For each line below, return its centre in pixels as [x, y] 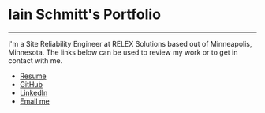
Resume [33, 76]
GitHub [31, 84]
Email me [34, 101]
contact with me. [35, 60]
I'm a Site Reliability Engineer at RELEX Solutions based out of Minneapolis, [130, 43]
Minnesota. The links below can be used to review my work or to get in [123, 52]
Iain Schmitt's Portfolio [85, 15]
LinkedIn [34, 92]
